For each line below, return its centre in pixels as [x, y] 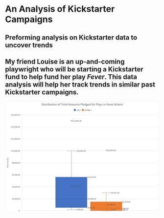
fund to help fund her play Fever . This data [71, 77]
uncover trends [29, 45]
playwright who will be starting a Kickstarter [74, 69]
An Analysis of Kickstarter [60, 9]
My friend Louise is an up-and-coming [65, 61]
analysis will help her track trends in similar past [80, 84]
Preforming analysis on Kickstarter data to [71, 37]
